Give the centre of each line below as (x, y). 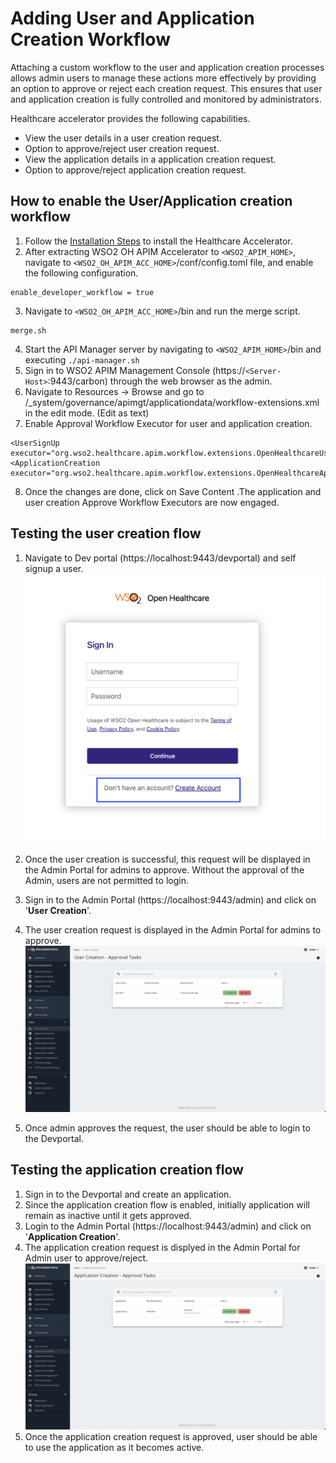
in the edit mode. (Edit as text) (87, 413)
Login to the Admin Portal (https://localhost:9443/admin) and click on (168, 1226)
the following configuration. (81, 273)
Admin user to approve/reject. (86, 1258)
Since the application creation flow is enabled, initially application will (167, 1204)
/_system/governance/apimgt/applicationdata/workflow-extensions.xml (172, 402)
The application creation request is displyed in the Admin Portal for (162, 1247)
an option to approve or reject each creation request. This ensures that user (166, 88)
